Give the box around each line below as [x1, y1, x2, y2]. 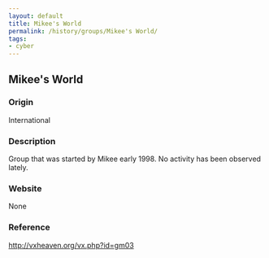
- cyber [8, 42, 35, 50]
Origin [8, 97, 34, 108]
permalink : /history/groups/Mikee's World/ [8, 27, 158, 35]
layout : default [8, 11, 63, 20]
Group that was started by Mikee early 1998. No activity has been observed [8, 154, 262, 164]
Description [8, 135, 56, 146]
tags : [8, 34, 27, 43]
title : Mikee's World [8, 20, 82, 28]
